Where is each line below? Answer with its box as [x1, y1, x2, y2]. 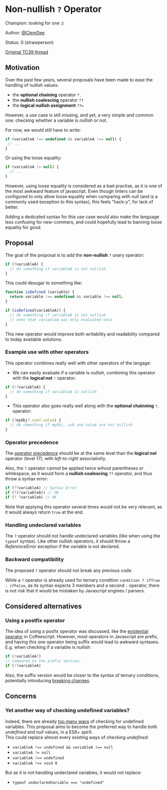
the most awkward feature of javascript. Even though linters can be [5, 188, 143, 194]
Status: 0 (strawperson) [5, 39, 54, 45]
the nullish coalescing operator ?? [12, 97, 84, 103]
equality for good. [5, 225, 42, 230]
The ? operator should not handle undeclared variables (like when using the [5, 533, 161, 539]
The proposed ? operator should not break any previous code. [5, 567, 133, 573]
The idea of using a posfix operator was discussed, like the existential [5, 628, 149, 634]
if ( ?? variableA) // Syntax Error [5, 486, 77, 491]
